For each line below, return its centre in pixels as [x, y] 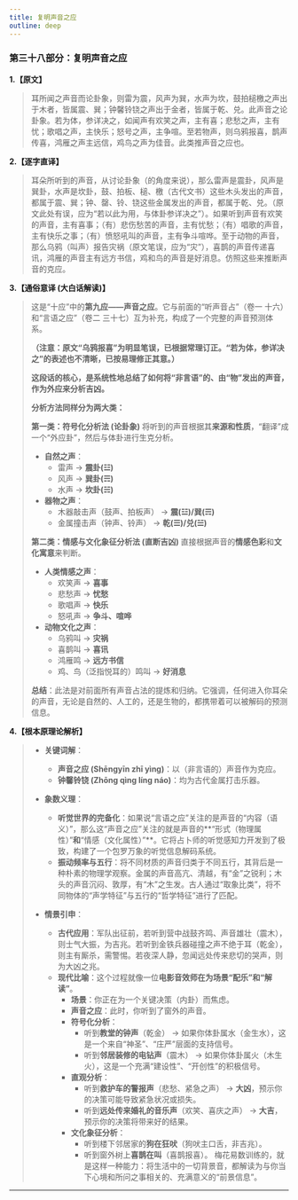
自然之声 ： [64, 456]
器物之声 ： [64, 500]
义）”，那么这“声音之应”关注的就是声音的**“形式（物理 [156, 828]
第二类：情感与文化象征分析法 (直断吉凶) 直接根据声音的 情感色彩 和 [153, 541]
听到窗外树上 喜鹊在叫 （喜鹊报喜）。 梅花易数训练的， [180, 1155]
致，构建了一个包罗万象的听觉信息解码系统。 [139, 851]
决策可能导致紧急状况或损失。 [146, 1099]
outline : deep [35, 26]
